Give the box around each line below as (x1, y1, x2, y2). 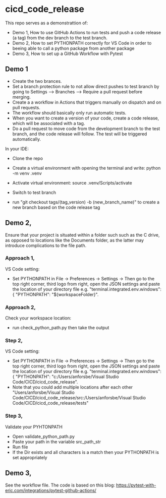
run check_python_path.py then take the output (12, 325, 110, 331)
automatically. (12, 136, 41, 142)
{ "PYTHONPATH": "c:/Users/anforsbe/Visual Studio (12, 373, 119, 380)
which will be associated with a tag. (12, 120, 85, 126)
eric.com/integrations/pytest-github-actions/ (5, 487, 97, 493)
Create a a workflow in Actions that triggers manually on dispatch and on (12, 99, 162, 105)
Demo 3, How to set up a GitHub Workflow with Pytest (12, 51, 123, 57)
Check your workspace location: (5, 315, 72, 321)
